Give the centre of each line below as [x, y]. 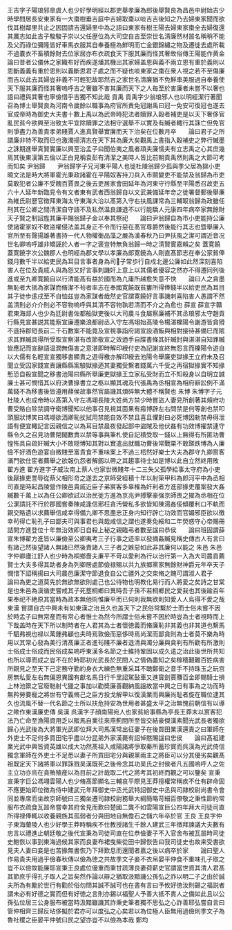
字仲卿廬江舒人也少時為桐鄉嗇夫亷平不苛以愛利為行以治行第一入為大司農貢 [113, 556]
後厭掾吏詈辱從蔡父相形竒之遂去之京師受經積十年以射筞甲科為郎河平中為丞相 [116, 478]
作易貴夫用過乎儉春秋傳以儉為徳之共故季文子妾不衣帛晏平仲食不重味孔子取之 [116, 859]
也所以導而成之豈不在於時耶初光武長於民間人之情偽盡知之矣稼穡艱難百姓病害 [116, 660]
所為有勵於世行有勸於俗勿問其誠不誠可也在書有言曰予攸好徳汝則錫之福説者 [119, 885]
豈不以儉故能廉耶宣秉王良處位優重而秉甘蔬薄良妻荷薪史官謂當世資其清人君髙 [116, 868]
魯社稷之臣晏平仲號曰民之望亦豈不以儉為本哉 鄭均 [78, 920]
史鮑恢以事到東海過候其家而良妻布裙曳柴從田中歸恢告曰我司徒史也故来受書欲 [116, 842]
